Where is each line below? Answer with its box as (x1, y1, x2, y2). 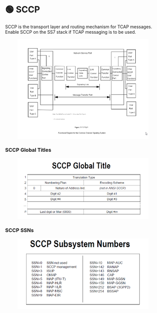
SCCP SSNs (5, 227, 34, 234)
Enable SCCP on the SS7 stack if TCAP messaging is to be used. (5, 29, 136, 35)
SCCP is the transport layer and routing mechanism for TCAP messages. (5, 23, 153, 30)
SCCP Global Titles (5, 146, 52, 153)
